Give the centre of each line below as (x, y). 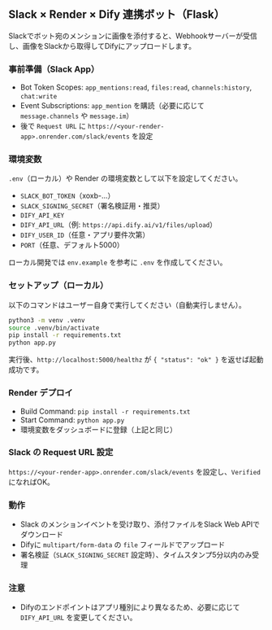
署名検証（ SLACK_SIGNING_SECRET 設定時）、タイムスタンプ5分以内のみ (136, 555)
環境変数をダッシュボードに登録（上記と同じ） (98, 429)
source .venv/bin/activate (54, 328)
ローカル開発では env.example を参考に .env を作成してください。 (118, 262)
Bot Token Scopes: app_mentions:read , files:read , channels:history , (136, 87)
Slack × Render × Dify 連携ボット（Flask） (117, 15)
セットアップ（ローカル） (58, 286)
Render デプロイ (41, 393)
